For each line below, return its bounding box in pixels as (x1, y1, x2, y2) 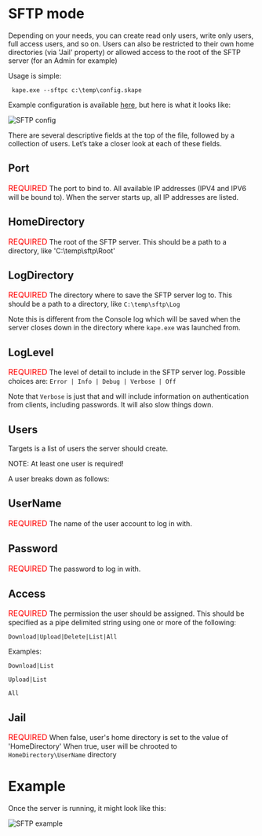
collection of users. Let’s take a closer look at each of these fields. (8, 138, 222, 148)
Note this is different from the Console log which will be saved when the (8, 315, 241, 324)
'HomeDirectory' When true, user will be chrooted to (8, 742, 178, 751)
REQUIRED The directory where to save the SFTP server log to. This (8, 289, 233, 300)
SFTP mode (8, 5, 85, 23)
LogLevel (8, 345, 54, 359)
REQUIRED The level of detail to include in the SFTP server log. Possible (8, 366, 246, 377)
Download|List (8, 662, 55, 670)
